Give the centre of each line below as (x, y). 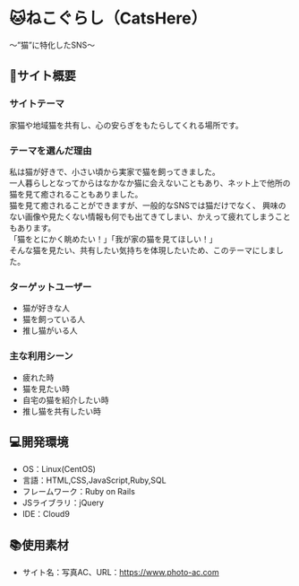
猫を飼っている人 (54, 319)
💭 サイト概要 (43, 76)
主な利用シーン (41, 356)
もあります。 (33, 227)
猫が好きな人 (46, 308)
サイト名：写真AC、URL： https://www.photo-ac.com (120, 573)
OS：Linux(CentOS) (59, 469)
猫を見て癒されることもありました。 (76, 194)
